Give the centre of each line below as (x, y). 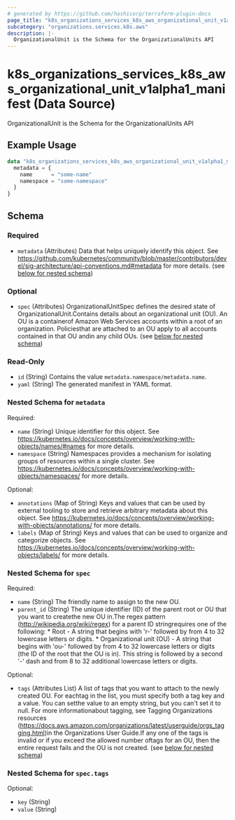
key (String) (34, 802)
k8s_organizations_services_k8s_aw (116, 74)
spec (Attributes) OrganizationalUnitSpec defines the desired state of (116, 307)
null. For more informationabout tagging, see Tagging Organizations (115, 711)
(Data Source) (74, 104)
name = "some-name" (56, 174)
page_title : (24, 20)
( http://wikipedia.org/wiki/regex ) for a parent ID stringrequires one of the (122, 624)
